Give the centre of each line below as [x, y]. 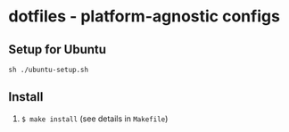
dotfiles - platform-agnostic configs [144, 16]
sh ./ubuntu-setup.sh [49, 70]
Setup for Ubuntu [58, 49]
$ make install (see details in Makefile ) [95, 119]
